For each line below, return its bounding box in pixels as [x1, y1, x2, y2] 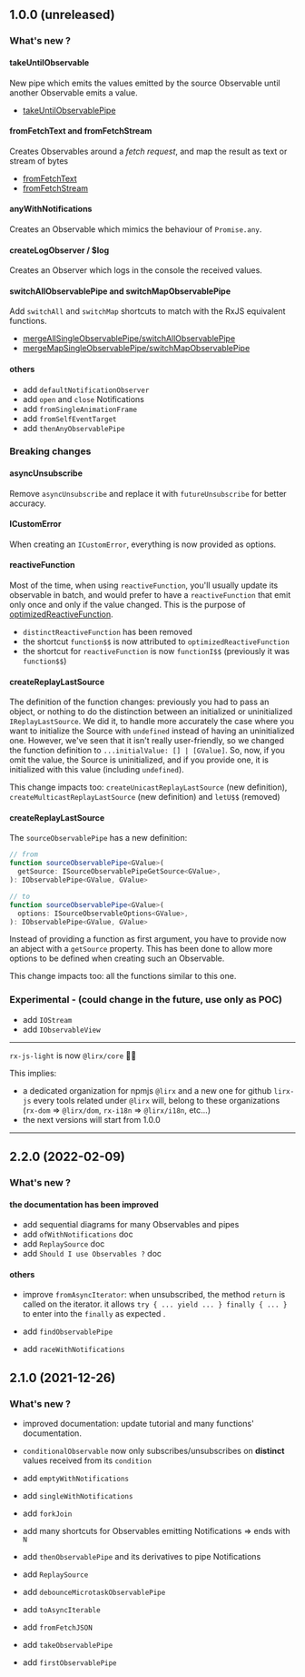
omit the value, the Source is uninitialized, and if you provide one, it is [9, 754, 270, 765]
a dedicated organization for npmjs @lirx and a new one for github [22, 1085, 272, 1096]
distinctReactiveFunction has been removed [22, 627, 193, 638]
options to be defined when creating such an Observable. [9, 953, 225, 964]
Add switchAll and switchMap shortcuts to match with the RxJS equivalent [9, 306, 286, 317]
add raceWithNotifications [22, 1344, 125, 1355]
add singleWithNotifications [22, 1490, 133, 1501]
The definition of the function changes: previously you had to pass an [9, 696, 270, 708]
